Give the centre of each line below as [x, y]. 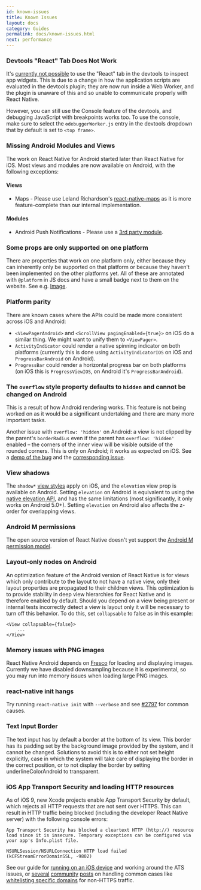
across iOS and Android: [36, 321]
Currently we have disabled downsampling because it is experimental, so [96, 670]
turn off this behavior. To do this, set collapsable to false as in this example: [100, 613]
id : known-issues [28, 12]
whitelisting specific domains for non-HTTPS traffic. [70, 880]
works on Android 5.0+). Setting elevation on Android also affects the [92, 505]
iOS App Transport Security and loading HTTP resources [90, 787]
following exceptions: [32, 171]
